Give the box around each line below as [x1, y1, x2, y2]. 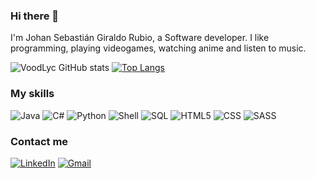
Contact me [10, 134, 69, 148]
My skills [10, 87, 55, 101]
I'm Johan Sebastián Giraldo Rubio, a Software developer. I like [10, 32, 270, 44]
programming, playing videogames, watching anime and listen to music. [10, 42, 307, 54]
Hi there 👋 [10, 9, 60, 23]
